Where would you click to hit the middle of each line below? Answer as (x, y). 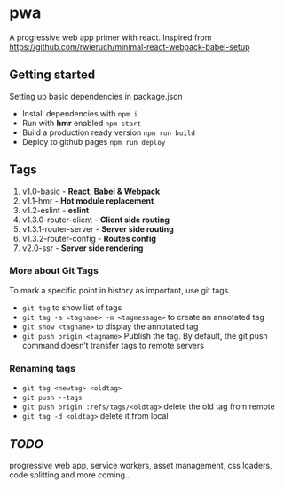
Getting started (52, 75)
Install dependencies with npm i (80, 113)
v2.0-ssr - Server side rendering (83, 248)
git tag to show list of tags (72, 307)
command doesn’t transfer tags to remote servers (113, 345)
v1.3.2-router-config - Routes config (89, 238)
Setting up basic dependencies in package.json (96, 96)
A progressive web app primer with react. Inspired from (110, 37)
